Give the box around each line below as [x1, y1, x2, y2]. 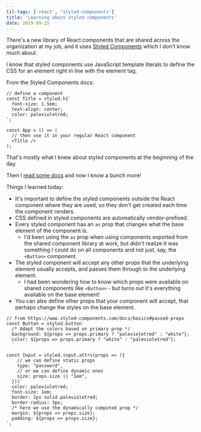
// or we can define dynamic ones [17, 368, 104, 374]
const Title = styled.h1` [6, 96, 71, 102]
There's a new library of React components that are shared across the [6, 37, 180, 44]
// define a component [6, 91, 63, 97]
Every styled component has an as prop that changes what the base [14, 221, 184, 228]
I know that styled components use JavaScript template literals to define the [6, 61, 195, 68]
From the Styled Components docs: [6, 79, 94, 86]
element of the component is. [14, 227, 88, 235]
